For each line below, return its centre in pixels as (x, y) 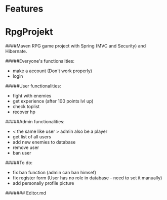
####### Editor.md (26, 193)
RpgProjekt (29, 32)
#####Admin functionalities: (35, 122)
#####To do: (19, 163)
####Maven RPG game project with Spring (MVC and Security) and (76, 46)
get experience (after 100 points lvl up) (53, 101)
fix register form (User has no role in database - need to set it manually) (87, 178)
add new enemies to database (44, 142)
